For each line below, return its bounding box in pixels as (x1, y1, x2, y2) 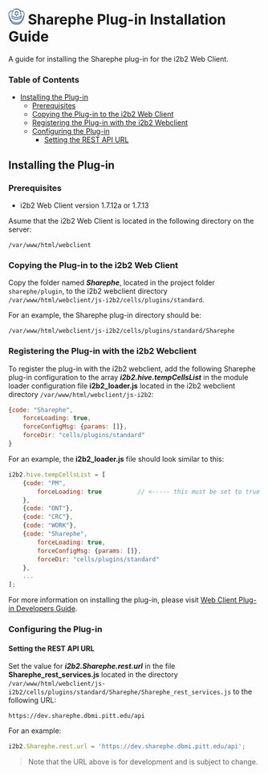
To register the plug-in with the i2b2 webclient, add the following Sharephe (8, 363, 256, 373)
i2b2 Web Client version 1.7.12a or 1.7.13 (19, 201, 149, 210)
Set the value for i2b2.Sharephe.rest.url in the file (8, 662, 176, 671)
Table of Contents (8, 74, 80, 85)
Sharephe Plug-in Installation (27, 10, 226, 29)
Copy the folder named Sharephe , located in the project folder (8, 278, 215, 288)
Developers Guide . (15, 604, 78, 614)
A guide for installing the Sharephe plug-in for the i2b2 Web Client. (8, 54, 229, 63)
